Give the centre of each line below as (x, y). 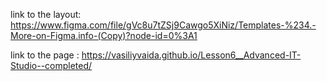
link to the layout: (46, 14)
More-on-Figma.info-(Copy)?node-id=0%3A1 (104, 35)
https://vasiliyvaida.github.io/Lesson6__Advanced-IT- (191, 55)
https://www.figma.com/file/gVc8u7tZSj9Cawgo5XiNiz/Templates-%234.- (163, 25)
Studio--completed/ (51, 65)
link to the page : (45, 55)
